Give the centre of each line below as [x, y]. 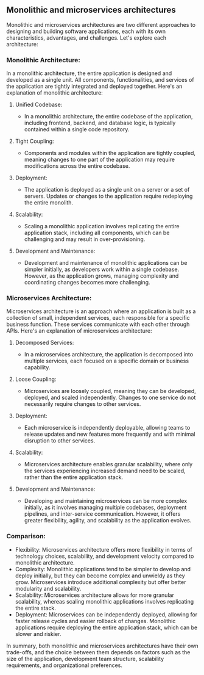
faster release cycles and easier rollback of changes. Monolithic [95, 621]
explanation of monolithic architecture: [55, 93]
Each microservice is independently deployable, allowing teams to [107, 428]
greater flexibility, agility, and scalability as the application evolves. [108, 521]
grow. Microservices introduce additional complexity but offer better [100, 582]
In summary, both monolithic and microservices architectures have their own [102, 646]
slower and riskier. [38, 633]
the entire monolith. [49, 203]
